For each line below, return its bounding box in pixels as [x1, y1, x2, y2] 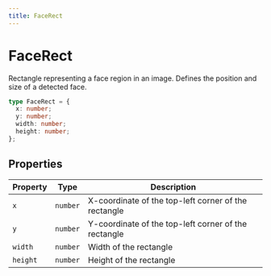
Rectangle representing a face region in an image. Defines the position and [8, 73, 257, 83]
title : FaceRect [8, 11, 63, 20]
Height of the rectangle [87, 254, 176, 266]
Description [150, 181, 197, 192]
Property [12, 181, 48, 192]
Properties [8, 157, 63, 171]
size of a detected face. [8, 82, 87, 91]
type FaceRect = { [8, 98, 70, 106]
